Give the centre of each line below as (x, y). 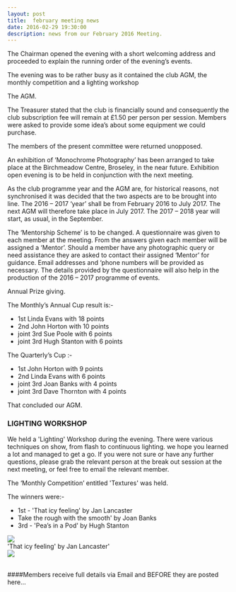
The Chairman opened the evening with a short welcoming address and (111, 54)
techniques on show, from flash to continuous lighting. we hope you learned (118, 446)
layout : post (26, 14)
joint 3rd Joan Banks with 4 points (67, 384)
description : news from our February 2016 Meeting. (85, 34)
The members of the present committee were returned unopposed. (105, 147)
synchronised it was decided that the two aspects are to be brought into (112, 196)
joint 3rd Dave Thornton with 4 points (72, 392)
